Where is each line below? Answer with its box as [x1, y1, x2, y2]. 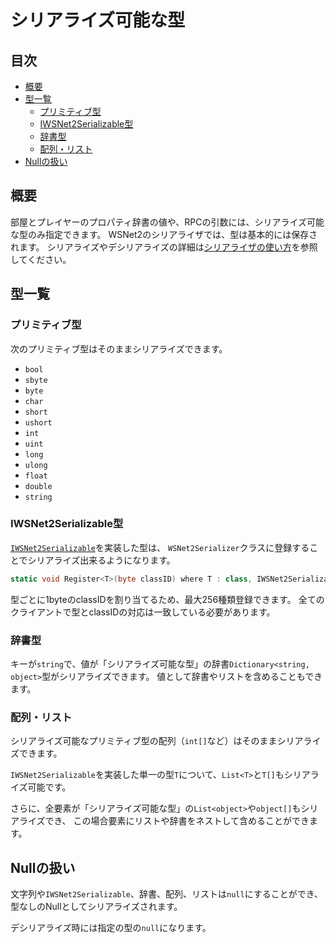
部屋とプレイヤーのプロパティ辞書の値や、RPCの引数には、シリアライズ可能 [10, 216, 325, 228]
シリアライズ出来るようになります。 [27, 554, 176, 566]
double [24, 481, 53, 491]
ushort [24, 417, 53, 428]
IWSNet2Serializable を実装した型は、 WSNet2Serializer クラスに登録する [10, 541, 310, 553]
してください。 [10, 253, 72, 265]
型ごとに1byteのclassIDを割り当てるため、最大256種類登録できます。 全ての [10, 593, 325, 605]
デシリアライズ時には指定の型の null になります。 [10, 922, 212, 934]
